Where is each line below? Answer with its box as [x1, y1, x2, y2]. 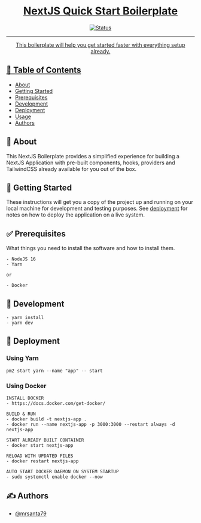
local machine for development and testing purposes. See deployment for [6, 205, 188, 212]
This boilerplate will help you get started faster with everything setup [16, 41, 185, 49]
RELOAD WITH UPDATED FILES [6, 453, 74, 459]
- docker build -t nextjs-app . [6, 416, 87, 422]
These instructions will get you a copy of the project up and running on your [6, 199, 193, 206]
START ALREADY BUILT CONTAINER [6, 437, 84, 443]
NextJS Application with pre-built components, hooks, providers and [6, 159, 175, 166]
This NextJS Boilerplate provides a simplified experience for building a [6, 152, 179, 160]
